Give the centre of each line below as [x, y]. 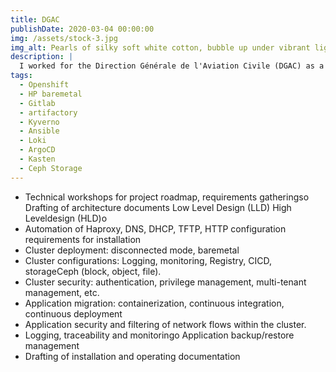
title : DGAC [35, 19]
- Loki [33, 141]
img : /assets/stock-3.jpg [64, 38]
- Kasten [37, 159]
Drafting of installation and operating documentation [132, 356]
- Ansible [39, 131]
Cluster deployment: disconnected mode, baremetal [132, 250]
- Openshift [44, 85]
